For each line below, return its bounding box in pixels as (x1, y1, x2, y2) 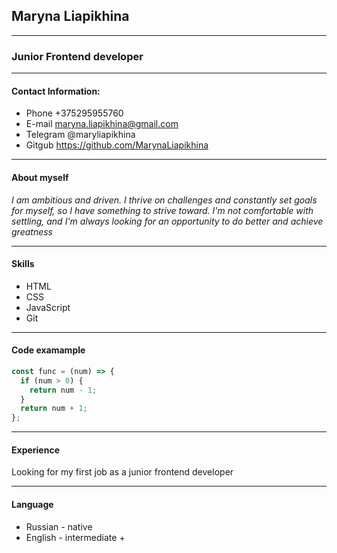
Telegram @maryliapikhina (25, 129, 136, 141)
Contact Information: (11, 85, 101, 97)
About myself (11, 171, 69, 183)
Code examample (11, 344, 86, 356)
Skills (11, 258, 35, 270)
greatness (11, 225, 53, 238)
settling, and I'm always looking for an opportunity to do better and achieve (11, 215, 324, 227)
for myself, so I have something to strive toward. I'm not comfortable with (11, 204, 314, 216)
